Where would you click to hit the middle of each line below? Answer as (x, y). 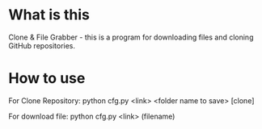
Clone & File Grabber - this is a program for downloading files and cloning (131, 37)
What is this (49, 15)
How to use (47, 79)
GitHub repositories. (42, 45)
